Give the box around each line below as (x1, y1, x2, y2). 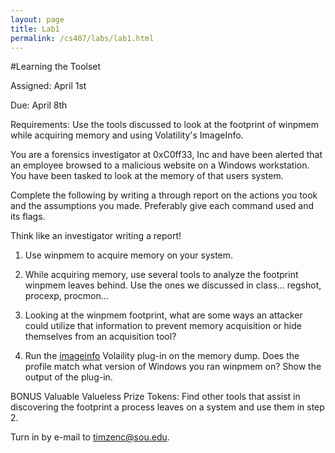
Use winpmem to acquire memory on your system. (24, 249, 234, 261)
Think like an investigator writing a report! (10, 230, 182, 242)
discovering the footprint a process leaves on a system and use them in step (10, 401, 325, 413)
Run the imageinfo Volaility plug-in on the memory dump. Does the (24, 350, 300, 362)
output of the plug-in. (24, 371, 113, 383)
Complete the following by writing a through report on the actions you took (10, 189, 318, 201)
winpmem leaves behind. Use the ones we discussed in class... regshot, (24, 279, 322, 291)
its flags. (10, 211, 46, 223)
